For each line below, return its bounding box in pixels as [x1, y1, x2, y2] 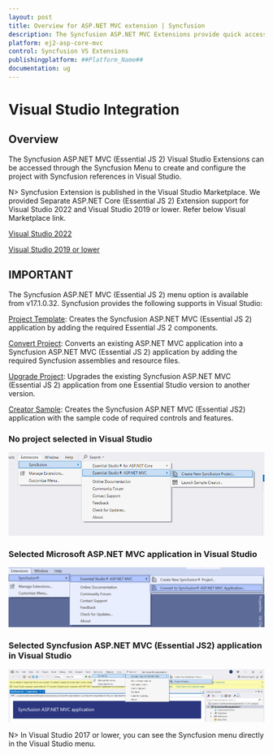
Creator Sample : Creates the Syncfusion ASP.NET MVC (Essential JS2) [8, 404, 246, 414]
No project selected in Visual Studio [8, 433, 153, 444]
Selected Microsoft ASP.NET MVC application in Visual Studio [8, 548, 258, 559]
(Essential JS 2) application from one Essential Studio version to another [8, 380, 250, 390]
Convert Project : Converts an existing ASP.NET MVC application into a [8, 338, 244, 348]
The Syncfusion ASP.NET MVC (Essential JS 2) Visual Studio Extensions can [8, 154, 265, 164]
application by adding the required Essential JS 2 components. [8, 322, 219, 332]
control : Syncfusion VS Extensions [8, 47, 129, 56]
